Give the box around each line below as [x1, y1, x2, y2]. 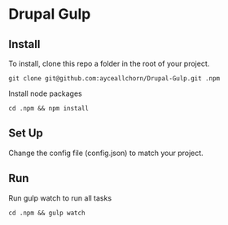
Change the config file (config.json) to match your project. [8, 148, 204, 158]
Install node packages [8, 89, 83, 98]
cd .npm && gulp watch [8, 209, 85, 217]
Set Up [8, 127, 43, 141]
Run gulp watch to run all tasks [8, 193, 112, 203]
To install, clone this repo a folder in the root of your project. [8, 58, 210, 68]
